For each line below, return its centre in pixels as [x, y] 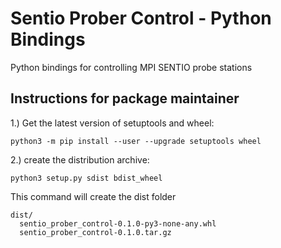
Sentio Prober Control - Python [141, 18]
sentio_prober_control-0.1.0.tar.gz [95, 232]
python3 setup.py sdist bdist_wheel [86, 178]
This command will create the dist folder [93, 196]
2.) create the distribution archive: [80, 159]
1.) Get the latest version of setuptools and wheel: [112, 123]
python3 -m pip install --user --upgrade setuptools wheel [136, 141]
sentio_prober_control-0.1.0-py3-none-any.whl [118, 223]
